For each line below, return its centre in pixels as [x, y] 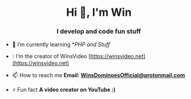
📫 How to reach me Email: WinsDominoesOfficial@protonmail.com [99, 75]
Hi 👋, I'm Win [99, 12]
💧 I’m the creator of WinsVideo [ [51, 56]
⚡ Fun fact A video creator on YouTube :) [64, 90]
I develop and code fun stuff [99, 32]
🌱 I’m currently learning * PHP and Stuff [61, 44]
